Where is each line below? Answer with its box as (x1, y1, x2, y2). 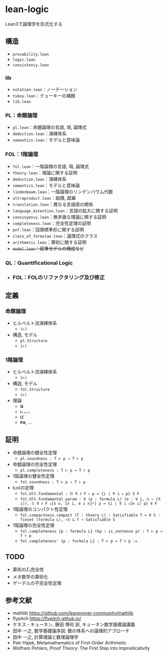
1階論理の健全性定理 (12, 473, 54, 479)
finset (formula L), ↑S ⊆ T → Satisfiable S (20, 517, 116, 523)
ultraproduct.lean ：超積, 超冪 (12, 195, 76, 201)
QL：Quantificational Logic (5, 259, 73, 266)
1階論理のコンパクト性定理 (12, 506, 68, 512)
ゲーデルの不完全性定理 (12, 580, 62, 586)
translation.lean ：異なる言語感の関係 (12, 201, 93, 207)
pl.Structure (20, 339, 48, 344)
